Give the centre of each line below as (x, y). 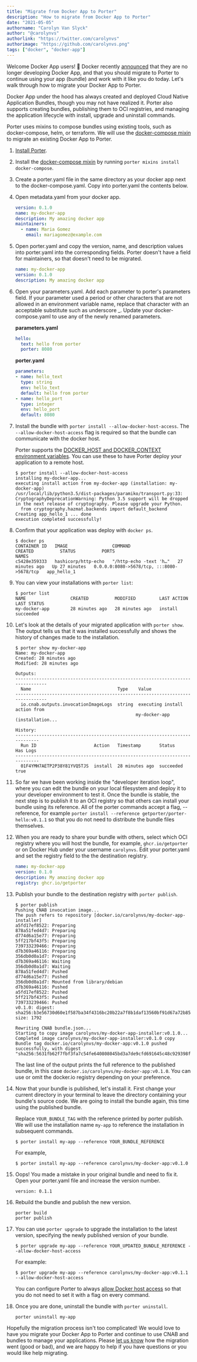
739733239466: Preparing (45, 946)
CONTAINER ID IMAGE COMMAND (73, 546)
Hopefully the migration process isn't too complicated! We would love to (94, 1328)
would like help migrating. (38, 1353)
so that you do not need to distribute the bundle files (111, 819)
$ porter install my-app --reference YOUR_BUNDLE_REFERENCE (90, 1141)
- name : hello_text (39, 377)
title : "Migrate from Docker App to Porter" (62, 11)
